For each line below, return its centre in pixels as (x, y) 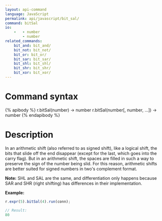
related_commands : (24, 41)
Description (29, 135)
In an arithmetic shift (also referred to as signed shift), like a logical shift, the (81, 148)
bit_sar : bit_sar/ (32, 59)
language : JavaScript (27, 14)
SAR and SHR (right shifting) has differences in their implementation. (74, 183)
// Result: (16, 210)
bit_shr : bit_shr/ (32, 68)
